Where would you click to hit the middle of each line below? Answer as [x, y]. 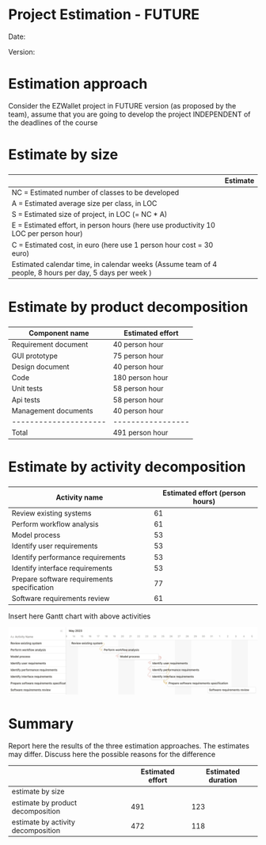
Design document [40, 367]
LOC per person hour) [47, 234]
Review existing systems [51, 513]
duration [223, 780]
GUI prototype [34, 356]
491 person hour [141, 432]
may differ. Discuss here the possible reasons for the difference [112, 754]
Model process [36, 535]
